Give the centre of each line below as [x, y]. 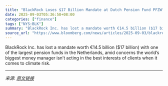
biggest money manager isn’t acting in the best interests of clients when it [81, 58]
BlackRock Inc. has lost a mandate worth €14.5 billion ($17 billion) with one [82, 47]
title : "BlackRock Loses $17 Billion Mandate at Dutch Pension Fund [78, 10]
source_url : [17, 33]
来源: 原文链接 [19, 78]
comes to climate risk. [28, 63]
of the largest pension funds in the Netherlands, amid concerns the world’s [82, 52]
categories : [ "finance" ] [31, 19]
